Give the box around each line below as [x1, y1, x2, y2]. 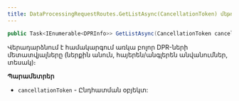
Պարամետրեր [7, 72, 55, 80]
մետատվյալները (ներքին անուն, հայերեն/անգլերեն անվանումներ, [7, 51, 228, 59]
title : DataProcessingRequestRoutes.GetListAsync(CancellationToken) [7, 10, 218, 18]
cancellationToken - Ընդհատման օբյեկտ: [17, 85, 149, 94]
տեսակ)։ [7, 58, 36, 66]
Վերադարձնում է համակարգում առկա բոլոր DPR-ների [7, 43, 188, 51]
